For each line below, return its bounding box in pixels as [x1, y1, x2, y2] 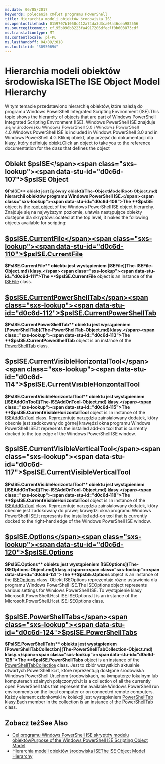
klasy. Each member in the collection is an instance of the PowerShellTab [5, 699, 153, 705]
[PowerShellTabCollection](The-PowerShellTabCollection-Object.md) [5, 646, 153, 652]
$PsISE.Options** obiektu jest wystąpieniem [5, 561, 100, 567]
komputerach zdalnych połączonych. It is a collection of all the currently [5, 678, 151, 684]
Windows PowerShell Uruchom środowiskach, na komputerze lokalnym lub [5, 673, 158, 679]
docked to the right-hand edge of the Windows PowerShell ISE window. [5, 518, 151, 524]
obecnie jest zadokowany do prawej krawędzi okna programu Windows [5, 508, 151, 513]
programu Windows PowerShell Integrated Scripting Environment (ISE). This [5, 108, 159, 114]
